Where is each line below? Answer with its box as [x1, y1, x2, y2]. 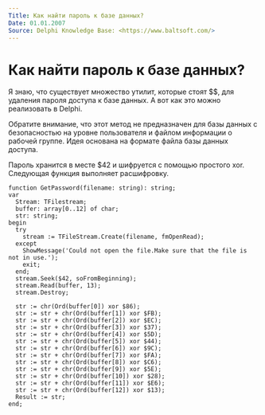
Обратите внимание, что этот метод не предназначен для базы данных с [8, 119, 258, 129]
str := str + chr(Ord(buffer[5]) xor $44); [15, 338, 162, 346]
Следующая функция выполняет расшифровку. [8, 169, 170, 178]
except [15, 240, 37, 248]
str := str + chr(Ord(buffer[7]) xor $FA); [15, 351, 162, 359]
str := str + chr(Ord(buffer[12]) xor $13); [15, 386, 166, 394]
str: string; [15, 212, 59, 220]
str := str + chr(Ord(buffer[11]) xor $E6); [15, 379, 166, 387]
